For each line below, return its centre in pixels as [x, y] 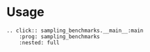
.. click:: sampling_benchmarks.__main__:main [75, 31]
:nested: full [39, 42]
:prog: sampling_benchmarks [59, 36]
